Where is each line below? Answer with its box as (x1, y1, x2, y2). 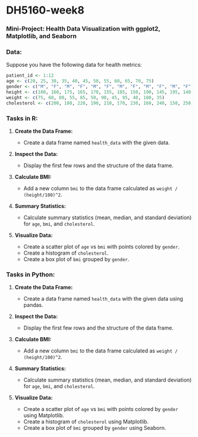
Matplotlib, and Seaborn (6, 32, 77, 40)
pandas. (23, 302, 44, 309)
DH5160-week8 (6, 4, 85, 17)
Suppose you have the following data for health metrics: (6, 61, 143, 69)
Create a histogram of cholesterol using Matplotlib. (23, 418, 149, 425)
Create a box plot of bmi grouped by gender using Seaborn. (23, 425, 166, 432)
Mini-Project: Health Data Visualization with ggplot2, (6, 25, 160, 33)
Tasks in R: (6, 114, 38, 122)
